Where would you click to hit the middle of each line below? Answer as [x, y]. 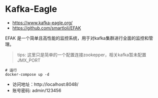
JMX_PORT [29, 60]
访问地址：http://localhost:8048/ [45, 84]
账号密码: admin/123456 [37, 90]
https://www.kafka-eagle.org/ [42, 23]
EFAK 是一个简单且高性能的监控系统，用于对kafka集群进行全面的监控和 [77, 38]
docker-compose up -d [27, 74]
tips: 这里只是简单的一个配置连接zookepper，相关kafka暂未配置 [82, 55]
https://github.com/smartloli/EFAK [47, 28]
